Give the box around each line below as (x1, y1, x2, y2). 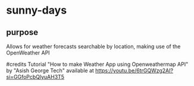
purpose (6, 27, 39, 37)
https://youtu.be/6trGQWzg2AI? (95, 67, 174, 74)
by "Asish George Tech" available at (6, 67, 94, 74)
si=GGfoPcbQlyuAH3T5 (6, 74, 64, 80)
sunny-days (6, 4, 67, 17)
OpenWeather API (6, 49, 50, 56)
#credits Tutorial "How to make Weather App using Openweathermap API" (6, 60, 189, 68)
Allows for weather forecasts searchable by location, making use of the (6, 43, 181, 50)
